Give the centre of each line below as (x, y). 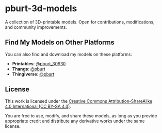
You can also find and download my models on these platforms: (69, 54)
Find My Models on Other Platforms (60, 43)
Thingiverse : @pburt (33, 74)
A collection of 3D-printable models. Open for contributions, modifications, (80, 22)
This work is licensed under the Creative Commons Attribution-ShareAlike (79, 101)
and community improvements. (36, 27)
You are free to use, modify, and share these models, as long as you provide (81, 115)
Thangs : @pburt (29, 69)
